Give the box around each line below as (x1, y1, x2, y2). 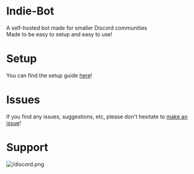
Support (6, 141, 48, 154)
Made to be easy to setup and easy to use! (6, 30, 113, 37)
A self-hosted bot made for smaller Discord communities (6, 24, 147, 31)
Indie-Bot (6, 4, 54, 18)
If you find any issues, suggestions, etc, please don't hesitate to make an (6, 113, 188, 120)
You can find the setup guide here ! (6, 71, 92, 79)
